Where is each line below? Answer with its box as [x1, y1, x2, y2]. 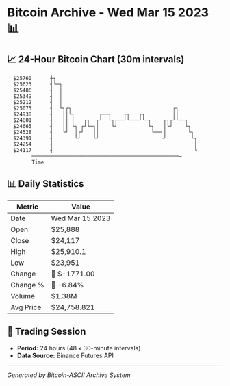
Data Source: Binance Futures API [16, 351, 114, 359]
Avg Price [10, 303, 42, 312]
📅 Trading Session [7, 326, 86, 337]
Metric [16, 202, 39, 211]
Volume [10, 291, 36, 300]
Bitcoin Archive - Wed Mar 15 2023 [7, 5, 209, 21]
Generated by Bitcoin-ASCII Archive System [7, 371, 131, 379]
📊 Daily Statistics [7, 178, 84, 190]
